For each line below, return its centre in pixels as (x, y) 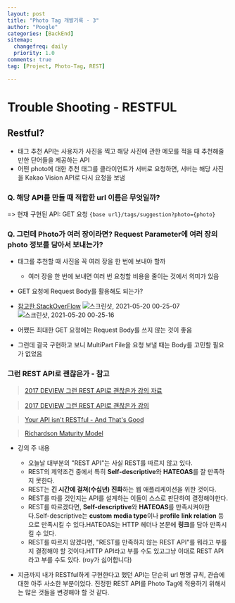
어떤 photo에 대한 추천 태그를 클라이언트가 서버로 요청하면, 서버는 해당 (114, 168)
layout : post (26, 14)
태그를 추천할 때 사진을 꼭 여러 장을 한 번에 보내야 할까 (91, 261)
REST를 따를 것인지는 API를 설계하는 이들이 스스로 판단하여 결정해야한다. (128, 498)
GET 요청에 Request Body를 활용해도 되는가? (80, 291)
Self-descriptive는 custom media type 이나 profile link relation (126, 516)
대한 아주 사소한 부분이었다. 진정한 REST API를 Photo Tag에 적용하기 (112, 583)
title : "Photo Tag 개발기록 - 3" (53, 20)
